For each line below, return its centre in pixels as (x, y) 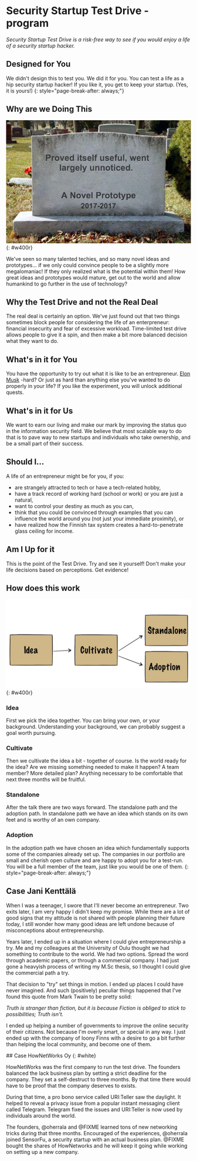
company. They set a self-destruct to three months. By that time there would (98, 1079)
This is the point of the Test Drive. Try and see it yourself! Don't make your (96, 563)
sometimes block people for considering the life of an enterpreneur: (88, 322)
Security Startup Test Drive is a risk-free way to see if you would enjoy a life (98, 39)
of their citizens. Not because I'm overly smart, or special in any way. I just (96, 1031)
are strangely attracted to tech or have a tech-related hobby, (88, 487)
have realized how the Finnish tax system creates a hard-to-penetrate (99, 525)
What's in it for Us (40, 411)
